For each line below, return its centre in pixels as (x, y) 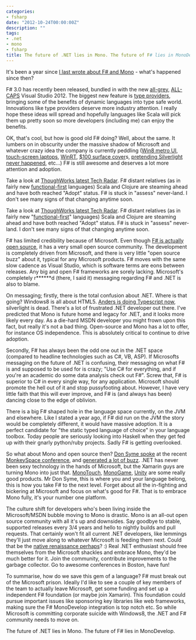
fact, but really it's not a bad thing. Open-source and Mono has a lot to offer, (98, 326)
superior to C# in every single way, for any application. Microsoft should (92, 381)
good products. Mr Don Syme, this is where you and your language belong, (96, 478)
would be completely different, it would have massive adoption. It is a (89, 424)
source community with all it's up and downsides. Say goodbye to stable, (94, 521)
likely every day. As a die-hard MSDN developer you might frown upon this (96, 320)
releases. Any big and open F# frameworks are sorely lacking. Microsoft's (95, 271)
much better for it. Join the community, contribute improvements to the (91, 558)
